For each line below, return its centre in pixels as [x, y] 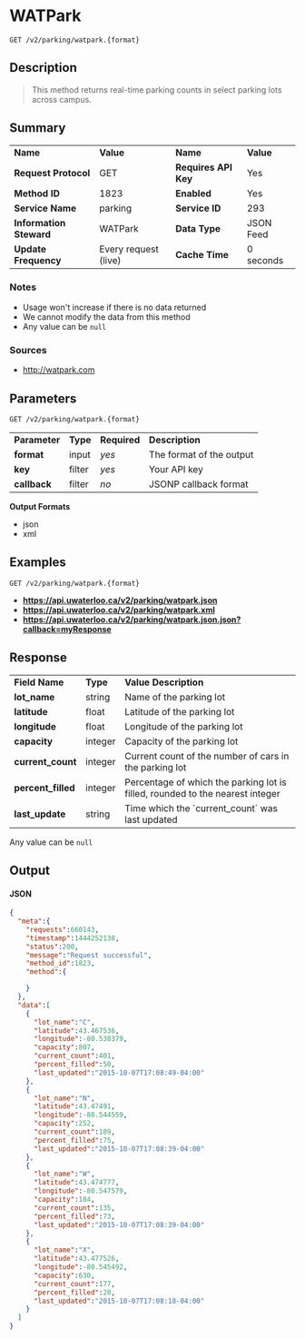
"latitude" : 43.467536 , [76, 1031]
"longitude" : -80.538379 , [80, 1039]
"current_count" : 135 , [74, 1208]
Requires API [204, 167]
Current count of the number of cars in [207, 756]
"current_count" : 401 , [74, 1056]
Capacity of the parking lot [182, 741]
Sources [28, 350]
